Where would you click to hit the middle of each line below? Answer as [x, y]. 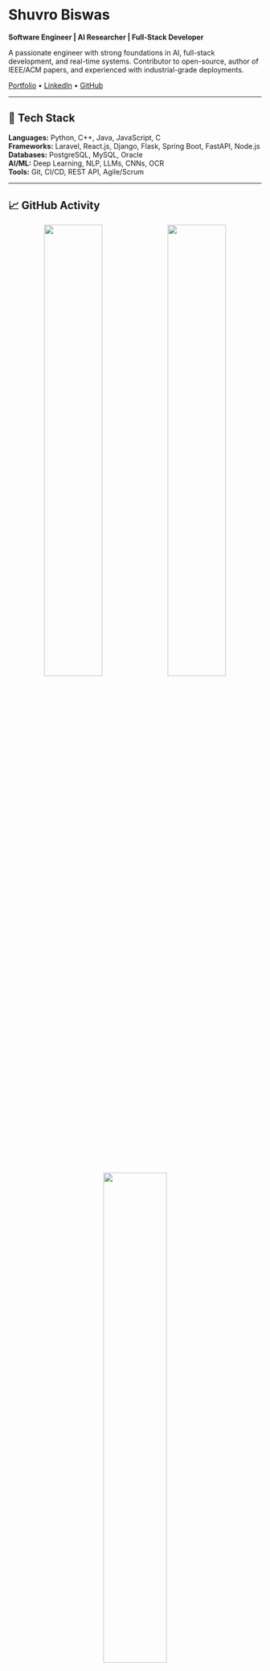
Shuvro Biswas [59, 15]
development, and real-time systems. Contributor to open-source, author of [133, 61]
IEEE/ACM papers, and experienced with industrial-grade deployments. [126, 69]
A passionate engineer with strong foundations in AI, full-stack [112, 52]
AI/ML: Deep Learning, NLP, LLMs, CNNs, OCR [86, 163]
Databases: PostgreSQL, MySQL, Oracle [76, 154]
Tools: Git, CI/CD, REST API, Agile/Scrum [76, 171]
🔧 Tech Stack [42, 118]
